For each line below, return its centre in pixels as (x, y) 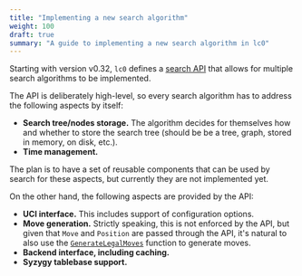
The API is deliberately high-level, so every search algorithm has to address (151, 96)
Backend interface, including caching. (96, 252)
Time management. (60, 152)
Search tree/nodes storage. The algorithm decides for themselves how (156, 123)
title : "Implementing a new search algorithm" (99, 18)
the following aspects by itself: (67, 106)
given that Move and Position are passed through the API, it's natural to (155, 233)
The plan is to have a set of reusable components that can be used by (140, 169)
